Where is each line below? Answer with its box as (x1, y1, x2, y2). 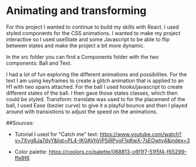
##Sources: (6, 119, 35, 126)
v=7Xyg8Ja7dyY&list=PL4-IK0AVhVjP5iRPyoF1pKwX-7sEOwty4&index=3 (14, 137, 190, 144)
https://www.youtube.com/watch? (99, 130, 182, 138)
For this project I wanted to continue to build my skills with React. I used (6, 23, 180, 30)
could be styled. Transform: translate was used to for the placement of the (6, 95, 185, 103)
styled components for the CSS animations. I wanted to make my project (6, 29, 181, 36)
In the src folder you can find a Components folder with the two (6, 53, 159, 60)
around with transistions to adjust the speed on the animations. (6, 108, 158, 115)
